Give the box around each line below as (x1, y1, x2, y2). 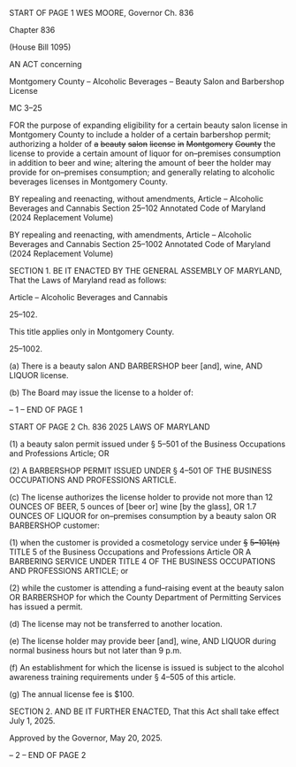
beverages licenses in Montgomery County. (9, 176, 168, 187)
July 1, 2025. (9, 716, 56, 725)
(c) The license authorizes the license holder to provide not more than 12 (9, 492, 274, 502)
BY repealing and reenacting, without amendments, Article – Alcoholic (9, 194, 264, 204)
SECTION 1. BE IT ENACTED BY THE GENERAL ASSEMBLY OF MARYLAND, (9, 266, 283, 275)
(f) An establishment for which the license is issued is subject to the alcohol (9, 662, 285, 672)
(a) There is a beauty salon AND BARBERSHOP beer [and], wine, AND (9, 360, 263, 371)
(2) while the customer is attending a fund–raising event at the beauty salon (9, 583, 285, 593)
